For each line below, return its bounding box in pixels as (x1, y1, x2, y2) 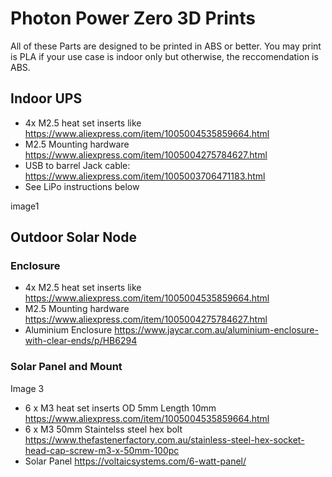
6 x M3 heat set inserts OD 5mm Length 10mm (24, 402, 217, 414)
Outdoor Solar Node (10, 229, 137, 246)
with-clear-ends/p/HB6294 (24, 335, 138, 347)
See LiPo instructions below (24, 180, 140, 192)
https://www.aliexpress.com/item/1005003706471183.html (24, 170, 266, 182)
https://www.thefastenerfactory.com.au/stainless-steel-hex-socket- (24, 433, 305, 446)
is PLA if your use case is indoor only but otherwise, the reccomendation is (10, 50, 319, 62)
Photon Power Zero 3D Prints (10, 7, 256, 30)
